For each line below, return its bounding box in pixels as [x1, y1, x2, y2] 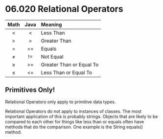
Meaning [41, 21, 62, 28]
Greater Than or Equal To [41, 61, 99, 68]
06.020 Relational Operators [5, 3, 123, 15]
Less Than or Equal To [41, 69, 92, 76]
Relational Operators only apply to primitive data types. [5, 99, 116, 105]
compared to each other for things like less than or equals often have [5, 118, 144, 124]
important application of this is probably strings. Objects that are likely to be [5, 114, 158, 119]
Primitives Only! [5, 86, 55, 94]
